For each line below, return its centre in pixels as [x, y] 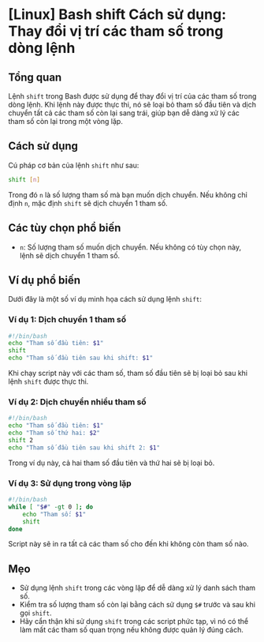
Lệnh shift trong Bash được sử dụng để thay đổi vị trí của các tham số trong [132, 96]
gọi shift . [35, 613]
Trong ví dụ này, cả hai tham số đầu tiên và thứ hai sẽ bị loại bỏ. [112, 463]
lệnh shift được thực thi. [48, 381]
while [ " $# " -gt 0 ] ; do [50, 507]
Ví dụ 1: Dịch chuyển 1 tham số [67, 320]
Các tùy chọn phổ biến [65, 228]
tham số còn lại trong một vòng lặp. [66, 121]
